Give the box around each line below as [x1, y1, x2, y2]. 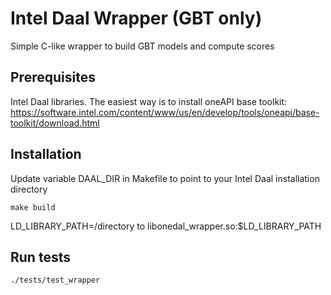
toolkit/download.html [10, 117, 100, 129]
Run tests [10, 248, 71, 266]
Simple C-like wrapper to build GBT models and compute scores [10, 40, 275, 52]
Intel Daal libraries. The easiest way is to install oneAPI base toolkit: [10, 95, 288, 107]
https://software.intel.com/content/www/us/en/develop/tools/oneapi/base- [10, 106, 320, 118]
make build [10, 202, 56, 212]
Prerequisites [10, 69, 96, 86]
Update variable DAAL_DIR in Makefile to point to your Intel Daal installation [10, 172, 320, 184]
